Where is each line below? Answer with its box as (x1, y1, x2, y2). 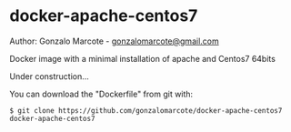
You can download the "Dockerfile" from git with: (9, 88, 194, 99)
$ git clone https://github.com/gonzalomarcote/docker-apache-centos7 (9, 106, 283, 115)
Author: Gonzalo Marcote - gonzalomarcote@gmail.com (9, 36, 220, 46)
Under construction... (9, 70, 89, 82)
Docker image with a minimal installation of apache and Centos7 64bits (9, 53, 276, 64)
